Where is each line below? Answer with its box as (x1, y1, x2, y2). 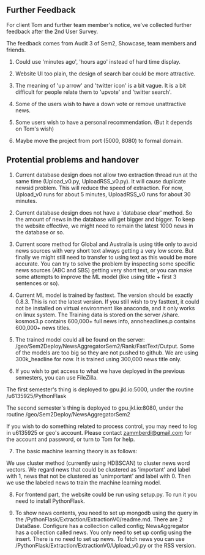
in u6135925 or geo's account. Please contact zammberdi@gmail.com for (6, 429, 192, 436)
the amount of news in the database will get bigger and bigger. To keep (15, 215, 195, 223)
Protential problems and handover (6, 155, 140, 165)
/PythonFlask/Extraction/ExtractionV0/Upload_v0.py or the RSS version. (15, 542, 196, 549)
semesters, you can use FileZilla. (15, 373, 98, 381)
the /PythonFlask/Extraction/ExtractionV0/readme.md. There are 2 (15, 515, 183, 523)
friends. (6, 46, 26, 53)
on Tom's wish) (15, 125, 54, 132)
